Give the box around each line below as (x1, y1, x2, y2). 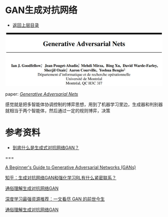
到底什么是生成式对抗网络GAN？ (12, 144, 79, 150)
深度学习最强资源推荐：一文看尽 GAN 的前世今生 (5, 196, 105, 202)
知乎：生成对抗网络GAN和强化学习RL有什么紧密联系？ (5, 174, 116, 180)
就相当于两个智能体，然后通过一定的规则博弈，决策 (5, 107, 110, 113)
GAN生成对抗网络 (5, 5, 77, 16)
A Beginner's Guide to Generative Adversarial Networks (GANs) (5, 164, 136, 170)
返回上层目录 (12, 22, 39, 28)
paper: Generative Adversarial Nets (5, 91, 78, 97)
